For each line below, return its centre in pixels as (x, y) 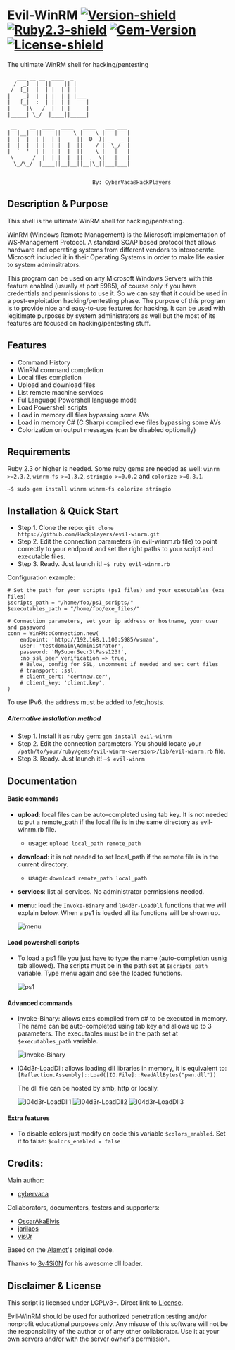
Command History (44, 362)
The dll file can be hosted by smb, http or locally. (88, 1088)
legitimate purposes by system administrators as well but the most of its (112, 315)
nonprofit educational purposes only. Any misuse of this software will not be (118, 1324)
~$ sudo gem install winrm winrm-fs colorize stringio (89, 489)
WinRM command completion (60, 369)
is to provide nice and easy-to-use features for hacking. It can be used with (117, 308)
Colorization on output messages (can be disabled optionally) (107, 429)
